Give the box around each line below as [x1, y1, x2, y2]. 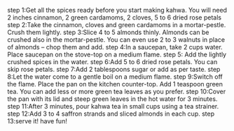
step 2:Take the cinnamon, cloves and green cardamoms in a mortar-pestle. [7, 21, 226, 29]
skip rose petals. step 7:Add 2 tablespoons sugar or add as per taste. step [7, 65, 221, 73]
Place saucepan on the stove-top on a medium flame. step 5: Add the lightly [7, 50, 226, 59]
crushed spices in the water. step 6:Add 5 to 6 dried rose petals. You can [7, 58, 218, 65]
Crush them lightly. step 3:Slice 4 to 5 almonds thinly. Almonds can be [7, 28, 209, 36]
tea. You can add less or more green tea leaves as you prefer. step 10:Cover [7, 87, 226, 95]
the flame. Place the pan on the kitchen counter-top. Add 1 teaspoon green [7, 80, 223, 88]
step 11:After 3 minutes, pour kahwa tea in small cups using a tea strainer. [7, 102, 219, 110]
